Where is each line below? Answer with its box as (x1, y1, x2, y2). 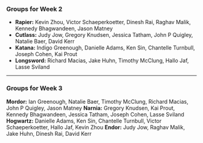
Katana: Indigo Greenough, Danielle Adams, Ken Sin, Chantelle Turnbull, (14, 44, 195, 51)
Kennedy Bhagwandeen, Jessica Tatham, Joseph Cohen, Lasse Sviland (6, 110, 184, 118)
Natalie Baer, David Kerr (14, 38, 75, 45)
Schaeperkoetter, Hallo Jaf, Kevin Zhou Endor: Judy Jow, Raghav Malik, (6, 123, 185, 131)
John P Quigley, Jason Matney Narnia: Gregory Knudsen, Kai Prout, (6, 104, 175, 112)
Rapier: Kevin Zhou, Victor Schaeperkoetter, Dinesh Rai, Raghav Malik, (14, 19, 192, 26)
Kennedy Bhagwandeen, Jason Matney (14, 25, 113, 32)
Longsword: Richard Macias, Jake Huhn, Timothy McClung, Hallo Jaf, (14, 57, 189, 65)
